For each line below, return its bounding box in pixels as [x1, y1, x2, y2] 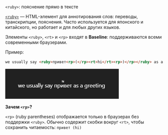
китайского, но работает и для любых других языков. [5, 24, 121, 30]
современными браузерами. [5, 39, 67, 45]
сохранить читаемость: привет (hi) [5, 124, 82, 130]
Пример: [5, 49, 24, 55]
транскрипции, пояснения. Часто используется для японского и [5, 19, 143, 25]
